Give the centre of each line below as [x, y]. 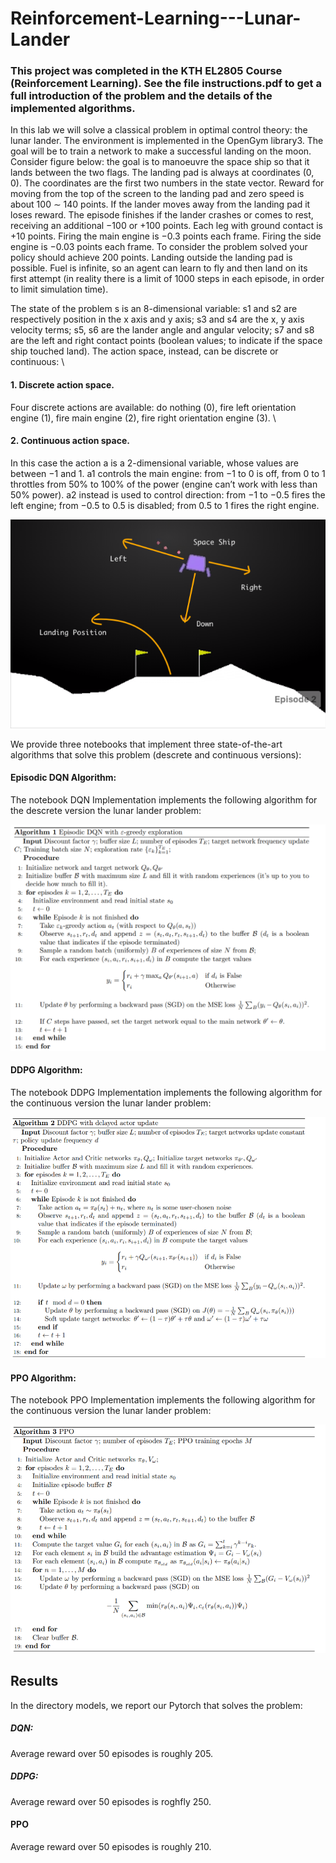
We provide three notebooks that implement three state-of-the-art [146, 744]
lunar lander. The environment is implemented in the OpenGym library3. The [167, 141]
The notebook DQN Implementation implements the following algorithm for [164, 800]
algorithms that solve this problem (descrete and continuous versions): [156, 754]
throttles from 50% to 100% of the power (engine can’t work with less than [164, 484]
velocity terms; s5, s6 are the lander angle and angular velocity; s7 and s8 [162, 330]
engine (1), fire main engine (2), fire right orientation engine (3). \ [143, 418]
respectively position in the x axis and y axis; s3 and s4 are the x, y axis [157, 319]
